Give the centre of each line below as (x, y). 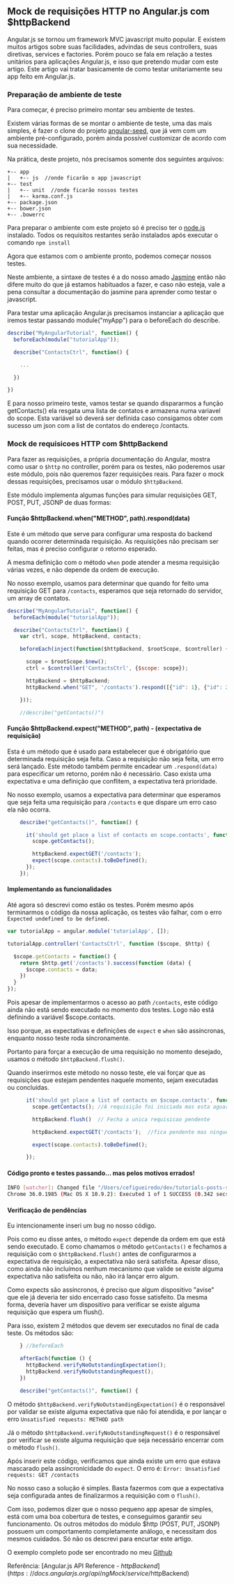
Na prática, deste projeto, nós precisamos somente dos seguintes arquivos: (116, 159)
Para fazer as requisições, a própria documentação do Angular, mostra (109, 459)
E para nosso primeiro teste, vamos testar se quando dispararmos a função (116, 403)
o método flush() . (34, 1447)
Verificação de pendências (47, 1210)
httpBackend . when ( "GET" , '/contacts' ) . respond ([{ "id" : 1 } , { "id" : (124, 687)
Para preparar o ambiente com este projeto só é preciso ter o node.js (106, 228)
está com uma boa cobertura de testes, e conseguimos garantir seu (104, 1516)
